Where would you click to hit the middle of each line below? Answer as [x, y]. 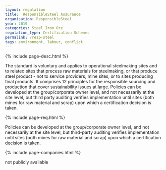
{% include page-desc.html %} [37, 56]
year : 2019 [16, 24]
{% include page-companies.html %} [43, 152]
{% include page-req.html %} [35, 117]
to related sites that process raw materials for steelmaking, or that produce [81, 71]
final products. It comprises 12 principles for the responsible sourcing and [80, 81]
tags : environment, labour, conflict [44, 42]
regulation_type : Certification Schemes [48, 33]
